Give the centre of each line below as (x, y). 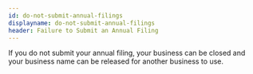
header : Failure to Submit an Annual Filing (83, 30)
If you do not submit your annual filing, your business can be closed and (127, 53)
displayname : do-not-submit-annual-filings (82, 23)
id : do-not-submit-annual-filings (66, 16)
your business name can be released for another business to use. (116, 61)
